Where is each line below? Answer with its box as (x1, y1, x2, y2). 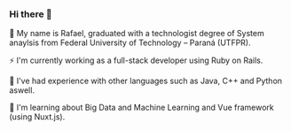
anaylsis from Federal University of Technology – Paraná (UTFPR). (9, 37, 251, 48)
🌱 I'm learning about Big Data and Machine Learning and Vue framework (9, 102, 275, 113)
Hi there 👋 (9, 8, 53, 20)
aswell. (9, 85, 35, 96)
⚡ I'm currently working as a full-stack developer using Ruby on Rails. (9, 55, 263, 65)
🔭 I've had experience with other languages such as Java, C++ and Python (9, 75, 282, 87)
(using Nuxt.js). (9, 112, 66, 122)
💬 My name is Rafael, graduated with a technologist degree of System (9, 28, 264, 39)
